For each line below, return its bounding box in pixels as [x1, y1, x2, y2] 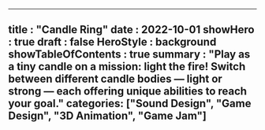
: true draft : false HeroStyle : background [8, 35, 217, 49]
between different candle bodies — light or [8, 72, 222, 86]
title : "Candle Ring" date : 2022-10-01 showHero [8, 23, 255, 36]
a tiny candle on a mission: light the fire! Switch [8, 60, 246, 73]
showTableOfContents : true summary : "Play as [8, 48, 251, 61]
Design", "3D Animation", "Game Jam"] [8, 110, 207, 123]
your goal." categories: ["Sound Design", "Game [8, 97, 252, 110]
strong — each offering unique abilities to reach [8, 84, 247, 98]
